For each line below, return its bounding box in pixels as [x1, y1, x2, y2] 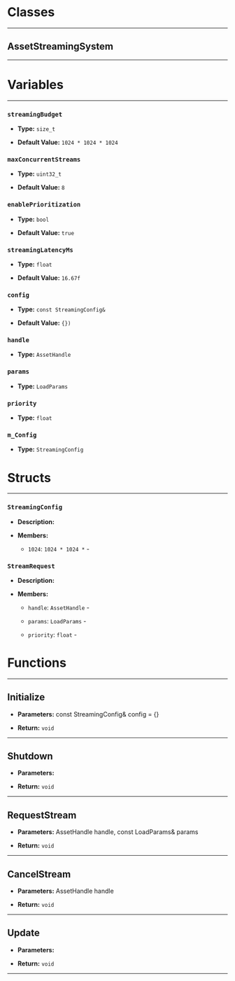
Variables [7, 76, 64, 92]
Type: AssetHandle [17, 351, 71, 359]
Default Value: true [17, 228, 75, 237]
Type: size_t [17, 124, 56, 133]
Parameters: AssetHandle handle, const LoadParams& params [17, 828, 199, 836]
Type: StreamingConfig [17, 445, 84, 453]
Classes [7, 4, 55, 20]
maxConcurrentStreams [7, 155, 81, 163]
